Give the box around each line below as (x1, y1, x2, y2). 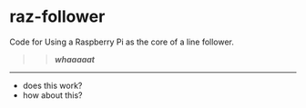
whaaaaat (54, 54, 96, 64)
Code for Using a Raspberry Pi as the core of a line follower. (9, 36, 235, 47)
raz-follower (9, 6, 106, 27)
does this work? (22, 80, 83, 91)
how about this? (22, 89, 84, 101)
